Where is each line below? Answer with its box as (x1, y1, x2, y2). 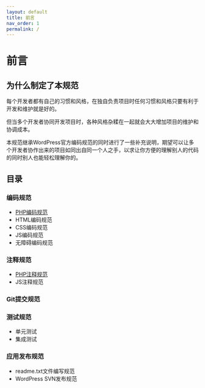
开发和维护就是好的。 (6, 105, 60, 113)
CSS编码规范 (15, 223, 48, 231)
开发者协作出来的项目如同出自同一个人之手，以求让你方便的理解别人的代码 (11, 146, 199, 154)
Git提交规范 (6, 295, 41, 304)
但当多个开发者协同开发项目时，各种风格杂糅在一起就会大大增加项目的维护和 (6, 118, 199, 126)
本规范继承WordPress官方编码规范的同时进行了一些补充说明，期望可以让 (6, 138, 189, 146)
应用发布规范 (6, 352, 45, 361)
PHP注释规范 (15, 271, 48, 278)
